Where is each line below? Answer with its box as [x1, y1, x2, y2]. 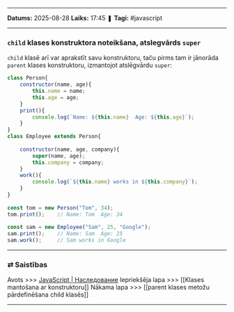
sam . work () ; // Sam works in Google [7, 237, 127, 244]
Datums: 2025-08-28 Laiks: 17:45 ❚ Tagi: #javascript [7, 14, 162, 22]
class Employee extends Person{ [7, 133, 101, 140]
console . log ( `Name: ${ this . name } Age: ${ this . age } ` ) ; [32, 113, 195, 121]
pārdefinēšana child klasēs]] [7, 290, 89, 299]
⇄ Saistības [7, 260, 47, 269]
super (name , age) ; [32, 152, 86, 159]
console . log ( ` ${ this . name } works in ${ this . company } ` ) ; [32, 179, 198, 186]
